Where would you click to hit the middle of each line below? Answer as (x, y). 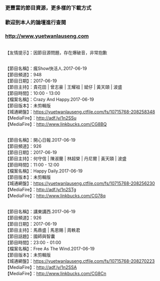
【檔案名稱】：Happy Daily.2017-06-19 (44, 171)
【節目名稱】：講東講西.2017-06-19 (40, 212)
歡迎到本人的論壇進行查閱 (36, 22)
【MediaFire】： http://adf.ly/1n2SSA (41, 267)
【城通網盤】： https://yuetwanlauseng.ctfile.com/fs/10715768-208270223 (80, 261)
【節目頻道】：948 (24, 75)
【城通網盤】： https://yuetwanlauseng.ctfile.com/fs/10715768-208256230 (80, 183)
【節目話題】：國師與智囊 (30, 236)
